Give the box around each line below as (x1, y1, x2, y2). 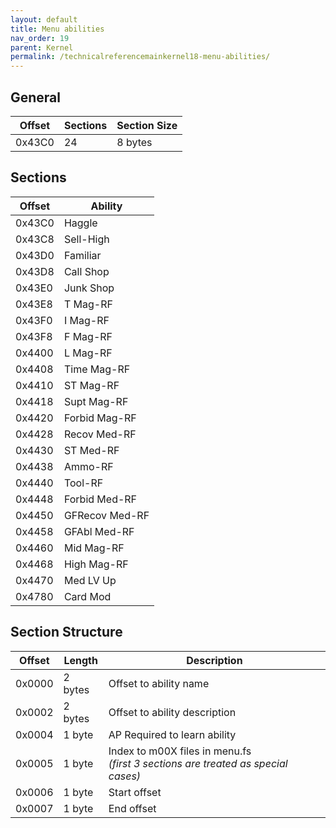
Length (63, 653, 98, 667)
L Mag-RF (63, 346, 113, 360)
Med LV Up (63, 573, 117, 587)
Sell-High (63, 232, 110, 246)
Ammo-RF (63, 459, 114, 473)
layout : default (10, 14, 78, 25)
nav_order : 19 (10, 33, 70, 43)
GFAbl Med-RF (63, 524, 135, 538)
